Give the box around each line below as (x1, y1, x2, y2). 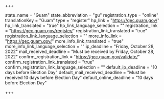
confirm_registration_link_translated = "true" (5, 59, 94, 65)
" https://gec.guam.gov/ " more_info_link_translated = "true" (5, 38, 124, 44)
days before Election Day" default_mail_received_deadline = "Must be (5, 70, 146, 75)
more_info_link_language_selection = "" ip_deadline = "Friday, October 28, (5, 44, 155, 49)
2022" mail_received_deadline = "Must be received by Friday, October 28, (5, 49, 155, 54)
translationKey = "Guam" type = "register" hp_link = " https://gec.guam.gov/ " (5, 18, 160, 23)
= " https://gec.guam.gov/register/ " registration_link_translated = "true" (5, 28, 148, 33)
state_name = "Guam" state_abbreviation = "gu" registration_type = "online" (5, 12, 159, 18)
